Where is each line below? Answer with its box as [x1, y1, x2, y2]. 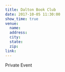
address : [9, 30, 28, 35]
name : [9, 26, 21, 31]
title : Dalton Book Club [5, 7, 56, 12]
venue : [5, 21, 19, 26]
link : [5, 48, 16, 53]
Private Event [5, 62, 32, 68]
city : [9, 35, 21, 40]
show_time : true [5, 16, 38, 21]
